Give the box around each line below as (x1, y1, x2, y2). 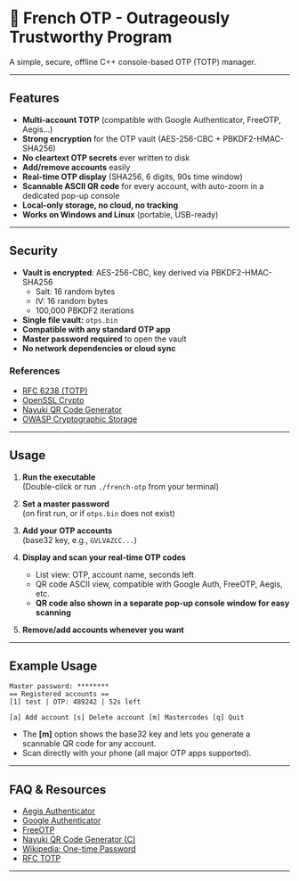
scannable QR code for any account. (21, 738, 157, 749)
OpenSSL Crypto (21, 394, 85, 405)
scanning (35, 606, 71, 618)
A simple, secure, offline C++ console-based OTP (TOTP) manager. (9, 56, 256, 67)
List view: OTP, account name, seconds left (35, 569, 194, 580)
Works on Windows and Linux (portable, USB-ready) (21, 209, 219, 219)
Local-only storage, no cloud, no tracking (21, 200, 179, 210)
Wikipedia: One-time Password (21, 844, 136, 854)
